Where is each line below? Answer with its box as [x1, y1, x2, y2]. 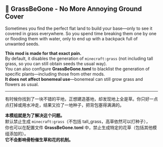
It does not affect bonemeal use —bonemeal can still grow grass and [5, 76, 143, 82]
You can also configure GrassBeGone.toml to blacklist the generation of [5, 66, 150, 72]
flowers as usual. [5, 81, 39, 87]
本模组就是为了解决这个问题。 [5, 112, 65, 118]
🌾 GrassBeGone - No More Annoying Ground [5, 5, 142, 13]
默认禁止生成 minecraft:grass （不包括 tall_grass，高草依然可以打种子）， [5, 118, 150, 124]
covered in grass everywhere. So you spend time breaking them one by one [5, 30, 157, 37]
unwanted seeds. [5, 41, 40, 47]
